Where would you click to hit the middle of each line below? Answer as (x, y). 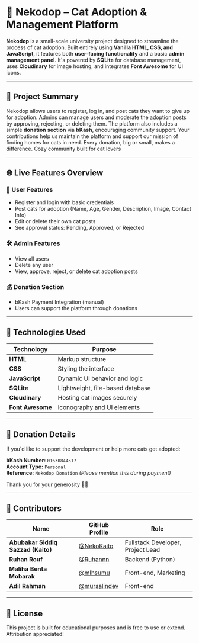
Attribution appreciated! (35, 634)
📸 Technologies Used (46, 332)
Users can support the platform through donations (76, 308)
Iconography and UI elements (99, 407)
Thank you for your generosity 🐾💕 (47, 484)
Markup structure (82, 359)
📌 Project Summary (42, 97)
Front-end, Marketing (155, 573)
